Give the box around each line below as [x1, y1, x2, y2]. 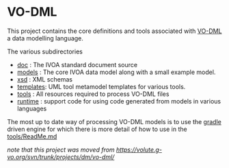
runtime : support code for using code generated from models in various [16, 97, 221, 105]
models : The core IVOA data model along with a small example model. [16, 68, 216, 76]
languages [16, 104, 47, 112]
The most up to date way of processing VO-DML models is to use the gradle [7, 117, 222, 125]
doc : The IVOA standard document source [16, 60, 138, 69]
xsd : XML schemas [16, 75, 73, 83]
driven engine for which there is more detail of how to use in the [7, 125, 187, 133]
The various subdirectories [7, 47, 83, 56]
